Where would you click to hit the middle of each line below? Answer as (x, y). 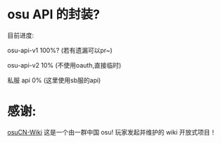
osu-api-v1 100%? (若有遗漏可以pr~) (60, 50)
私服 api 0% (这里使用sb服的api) (54, 80)
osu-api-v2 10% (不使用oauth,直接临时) (64, 65)
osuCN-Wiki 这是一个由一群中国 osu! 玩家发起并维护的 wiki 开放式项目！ (112, 132)
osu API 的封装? (54, 14)
